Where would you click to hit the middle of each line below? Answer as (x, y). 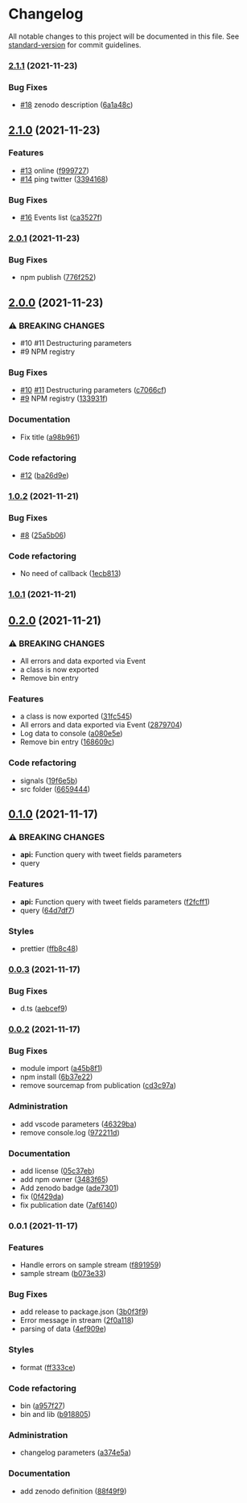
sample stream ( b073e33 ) (63, 1274)
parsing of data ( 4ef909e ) (63, 1329)
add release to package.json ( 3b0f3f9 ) (84, 1312)
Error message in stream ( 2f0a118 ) (77, 1320)
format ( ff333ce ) (48, 1367)
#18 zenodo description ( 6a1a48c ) (76, 105)
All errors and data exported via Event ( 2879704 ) (101, 725)
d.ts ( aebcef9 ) (44, 1009)
